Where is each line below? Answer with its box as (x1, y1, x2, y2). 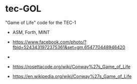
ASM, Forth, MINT (12, 29, 50, 35)
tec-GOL (5, 3, 42, 14)
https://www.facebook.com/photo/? (12, 38, 87, 45)
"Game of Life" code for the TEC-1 (5, 19, 76, 25)
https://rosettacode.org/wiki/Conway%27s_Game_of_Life (12, 63, 130, 69)
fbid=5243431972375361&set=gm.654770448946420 (12, 44, 125, 50)
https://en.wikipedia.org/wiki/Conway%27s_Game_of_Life (12, 73, 132, 79)
